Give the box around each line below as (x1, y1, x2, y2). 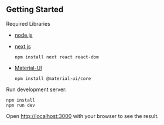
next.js (14, 43, 31, 50)
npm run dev (6, 102, 35, 108)
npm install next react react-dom (14, 54, 99, 60)
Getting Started (6, 5, 64, 15)
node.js (14, 32, 33, 39)
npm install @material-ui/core (14, 75, 91, 81)
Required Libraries (6, 20, 51, 27)
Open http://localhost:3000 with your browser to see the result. (6, 112, 159, 119)
